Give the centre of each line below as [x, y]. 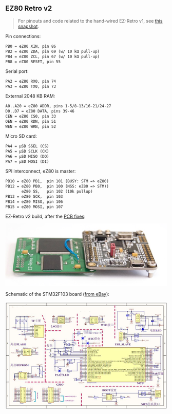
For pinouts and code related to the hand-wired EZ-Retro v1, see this [90, 21]
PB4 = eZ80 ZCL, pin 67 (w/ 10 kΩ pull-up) [53, 57]
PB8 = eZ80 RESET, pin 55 [33, 62]
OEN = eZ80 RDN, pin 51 [31, 121]
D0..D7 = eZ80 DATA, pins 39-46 [40, 111]
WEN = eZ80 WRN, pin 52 [31, 126]
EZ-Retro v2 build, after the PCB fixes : [45, 216]
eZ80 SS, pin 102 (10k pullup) [57, 191]
